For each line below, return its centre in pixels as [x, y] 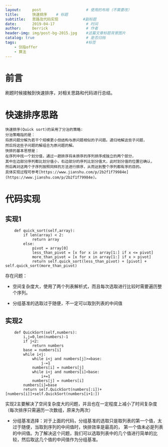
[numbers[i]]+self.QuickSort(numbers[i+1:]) [52, 394]
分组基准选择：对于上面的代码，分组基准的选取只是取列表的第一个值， [85, 421]
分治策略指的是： [20, 135]
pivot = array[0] [50, 249]
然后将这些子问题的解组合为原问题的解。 [41, 146]
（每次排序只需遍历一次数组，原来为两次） [49, 410]
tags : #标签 [51, 43]
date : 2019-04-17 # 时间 [52, 24]
